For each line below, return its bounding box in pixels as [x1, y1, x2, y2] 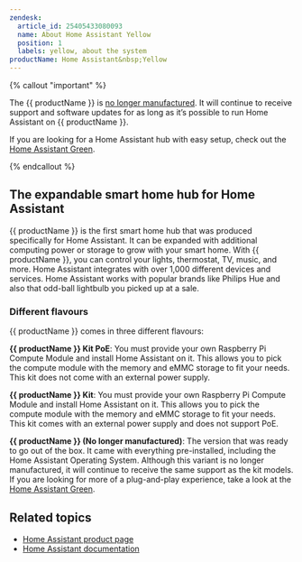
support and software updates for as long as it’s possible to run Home [9, 107, 269, 117]
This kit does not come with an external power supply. [9, 372, 210, 383]
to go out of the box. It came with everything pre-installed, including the [9, 446, 277, 456]
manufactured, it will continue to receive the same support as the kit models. [9, 465, 294, 475]
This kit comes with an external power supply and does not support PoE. [9, 419, 279, 429]
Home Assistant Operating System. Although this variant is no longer [9, 455, 264, 465]
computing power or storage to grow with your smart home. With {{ [9, 244, 260, 255]
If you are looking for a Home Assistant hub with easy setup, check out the [9, 134, 287, 144]
